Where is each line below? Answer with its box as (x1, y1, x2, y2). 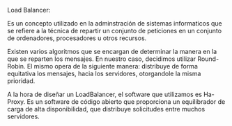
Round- (197, 55, 219, 63)
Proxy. (7, 98, 26, 106)
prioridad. (7, 77, 36, 85)
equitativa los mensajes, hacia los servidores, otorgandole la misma (7, 69, 201, 78)
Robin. (7, 62, 26, 70)
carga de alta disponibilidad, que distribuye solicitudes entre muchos (7, 105, 206, 113)
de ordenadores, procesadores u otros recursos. (7, 34, 147, 42)
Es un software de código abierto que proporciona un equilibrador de (26, 98, 226, 106)
